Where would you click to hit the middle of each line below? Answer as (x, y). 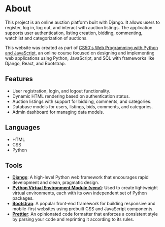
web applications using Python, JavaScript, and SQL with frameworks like (80, 58)
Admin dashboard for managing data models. (58, 112)
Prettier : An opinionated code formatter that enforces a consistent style (85, 214)
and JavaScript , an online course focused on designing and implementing (80, 53)
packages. (23, 198)
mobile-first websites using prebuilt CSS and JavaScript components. (83, 209)
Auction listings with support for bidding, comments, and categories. (82, 101)
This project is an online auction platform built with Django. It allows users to (82, 22)
